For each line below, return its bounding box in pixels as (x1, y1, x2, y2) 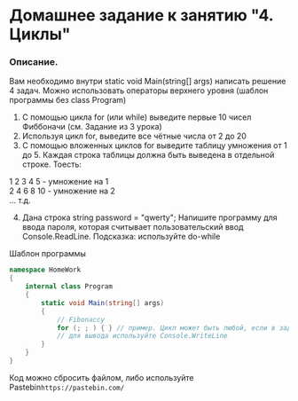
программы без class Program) (9, 95, 127, 106)
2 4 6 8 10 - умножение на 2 (9, 185, 115, 196)
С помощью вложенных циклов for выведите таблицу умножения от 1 (21, 140, 287, 151)
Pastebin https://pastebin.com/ (9, 381, 125, 392)
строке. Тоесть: (21, 159, 82, 169)
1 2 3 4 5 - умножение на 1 (9, 177, 109, 187)
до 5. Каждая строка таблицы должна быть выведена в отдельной (21, 150, 275, 161)
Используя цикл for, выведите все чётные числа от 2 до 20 (21, 130, 247, 142)
